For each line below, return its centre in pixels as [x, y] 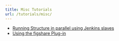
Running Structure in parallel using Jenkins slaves [63, 28]
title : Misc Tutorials [29, 10]
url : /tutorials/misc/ [29, 14]
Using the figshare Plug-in [39, 33]
